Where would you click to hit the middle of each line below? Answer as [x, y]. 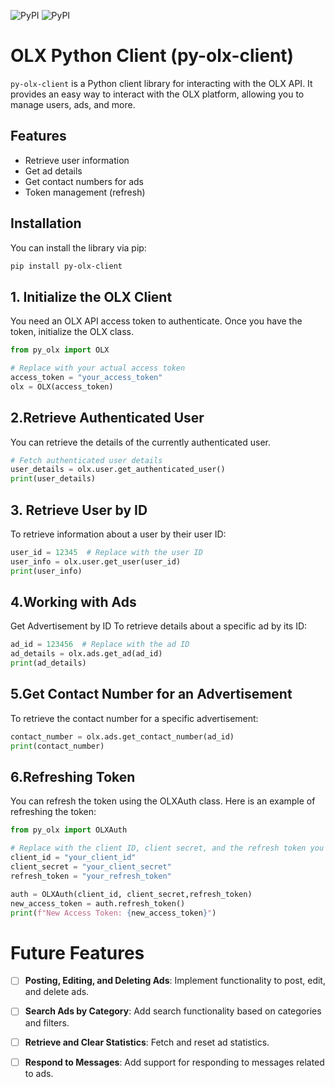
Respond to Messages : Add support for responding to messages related [174, 1062]
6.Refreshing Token [73, 777]
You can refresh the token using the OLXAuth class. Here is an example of [163, 801]
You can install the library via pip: [78, 247]
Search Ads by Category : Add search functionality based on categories [173, 1011]
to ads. [39, 1073]
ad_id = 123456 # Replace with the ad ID [100, 645]
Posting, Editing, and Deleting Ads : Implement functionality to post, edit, [175, 981]
